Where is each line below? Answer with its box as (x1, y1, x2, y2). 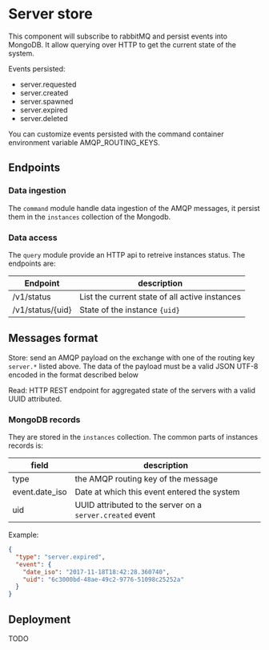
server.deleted (19, 113, 68, 123)
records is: (8, 441, 44, 450)
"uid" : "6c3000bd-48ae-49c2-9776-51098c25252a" (22, 575, 184, 583)
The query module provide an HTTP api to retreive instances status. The (8, 250, 246, 259)
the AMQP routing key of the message (74, 473, 219, 485)
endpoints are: (8, 258, 56, 268)
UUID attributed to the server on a (74, 499, 203, 510)
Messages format (8, 331, 98, 345)
